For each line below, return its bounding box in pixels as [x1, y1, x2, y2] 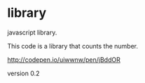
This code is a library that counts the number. [7, 41, 139, 50]
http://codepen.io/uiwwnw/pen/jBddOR [7, 55, 120, 64]
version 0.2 [7, 69, 40, 77]
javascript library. [7, 28, 57, 37]
